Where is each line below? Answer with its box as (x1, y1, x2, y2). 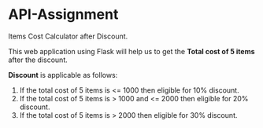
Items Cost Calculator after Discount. (8, 31, 128, 41)
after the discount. (8, 55, 69, 64)
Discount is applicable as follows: (8, 70, 118, 79)
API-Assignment (8, 5, 119, 24)
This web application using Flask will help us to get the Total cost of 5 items (8, 46, 255, 56)
